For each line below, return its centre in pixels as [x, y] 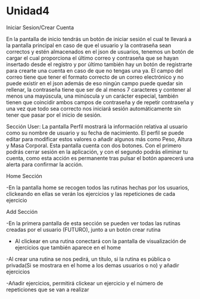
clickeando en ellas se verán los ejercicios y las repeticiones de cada [91, 194]
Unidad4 [28, 11]
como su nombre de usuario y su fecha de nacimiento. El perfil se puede [95, 133]
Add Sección [22, 211]
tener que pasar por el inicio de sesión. [54, 115]
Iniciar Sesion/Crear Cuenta [40, 27]
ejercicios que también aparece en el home [68, 247]
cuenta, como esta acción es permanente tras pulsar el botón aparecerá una [100, 158]
